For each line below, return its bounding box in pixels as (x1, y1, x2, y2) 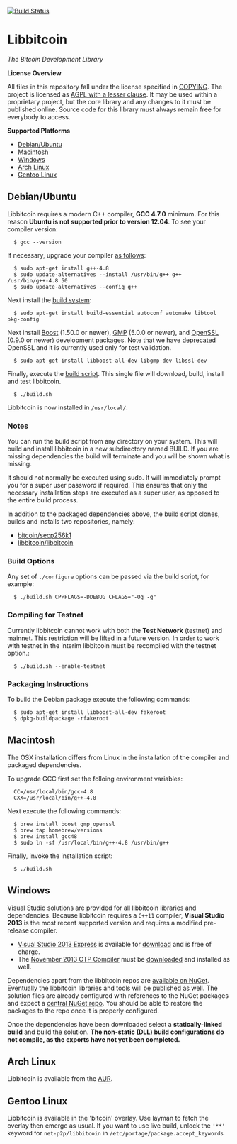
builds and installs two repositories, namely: (7, 517, 136, 526)
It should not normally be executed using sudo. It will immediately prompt (7, 473, 221, 482)
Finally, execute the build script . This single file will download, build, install (7, 369, 224, 378)
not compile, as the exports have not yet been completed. (7, 1035, 180, 1043)
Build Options (7, 556, 55, 566)
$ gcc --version (13, 238, 62, 246)
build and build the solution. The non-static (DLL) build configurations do (7, 1028, 224, 1036)
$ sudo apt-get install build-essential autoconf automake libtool (13, 309, 217, 317)
